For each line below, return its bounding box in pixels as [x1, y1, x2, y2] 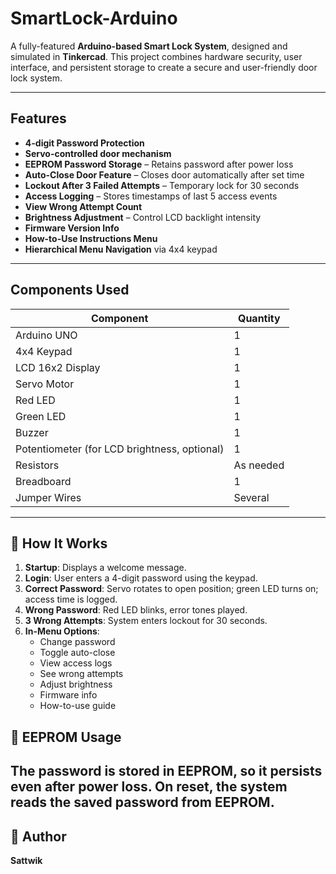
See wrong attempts [39, 668, 124, 680]
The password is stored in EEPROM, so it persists [10, 763, 323, 780]
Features [10, 110, 67, 127]
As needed [233, 458, 285, 472]
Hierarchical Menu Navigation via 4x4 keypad [24, 243, 218, 255]
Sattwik [10, 854, 43, 866]
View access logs [39, 657, 113, 669]
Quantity [237, 311, 281, 325]
